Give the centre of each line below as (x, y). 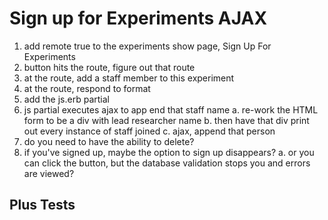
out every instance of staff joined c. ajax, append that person (149, 131)
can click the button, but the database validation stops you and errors (167, 163)
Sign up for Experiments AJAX (138, 18)
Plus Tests (42, 205)
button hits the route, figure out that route (109, 67)
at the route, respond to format (87, 88)
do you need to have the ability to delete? (109, 141)
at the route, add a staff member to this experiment (129, 78)
